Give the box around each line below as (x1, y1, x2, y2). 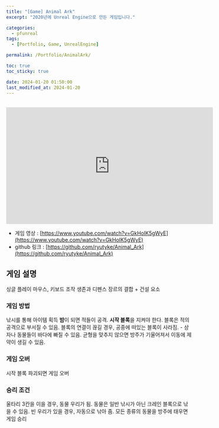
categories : (6, 25, 35, 31)
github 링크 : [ (14, 244, 48, 251)
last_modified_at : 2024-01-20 (6, 84, 81, 91)
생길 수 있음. (17, 338, 46, 346)
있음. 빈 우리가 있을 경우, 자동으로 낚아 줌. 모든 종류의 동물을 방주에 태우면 (18, 408, 188, 415)
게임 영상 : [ (14, 229, 43, 237)
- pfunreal (11, 30, 38, 36)
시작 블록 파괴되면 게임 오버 (6, 369, 70, 376)
